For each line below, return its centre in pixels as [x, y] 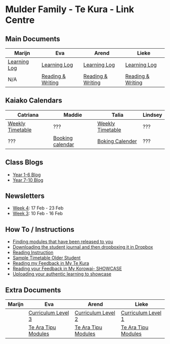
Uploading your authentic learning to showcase [62, 274]
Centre [20, 20]
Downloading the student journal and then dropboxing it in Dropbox [83, 247]
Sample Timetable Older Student [47, 258]
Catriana [28, 115]
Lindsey [152, 115]
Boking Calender [117, 141]
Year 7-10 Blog [28, 180]
